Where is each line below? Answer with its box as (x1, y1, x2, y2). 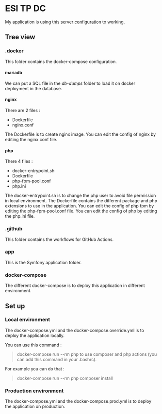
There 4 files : (5, 159, 33, 164)
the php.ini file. (5, 213, 35, 219)
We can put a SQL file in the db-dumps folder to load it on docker (5, 80, 136, 86)
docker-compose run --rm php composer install (16, 375, 113, 381)
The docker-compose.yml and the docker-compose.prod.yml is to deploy (5, 398, 152, 404)
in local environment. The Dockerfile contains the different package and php (5, 198, 158, 204)
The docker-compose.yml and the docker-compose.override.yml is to (5, 327, 145, 333)
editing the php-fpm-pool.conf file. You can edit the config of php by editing (5, 208, 158, 214)
